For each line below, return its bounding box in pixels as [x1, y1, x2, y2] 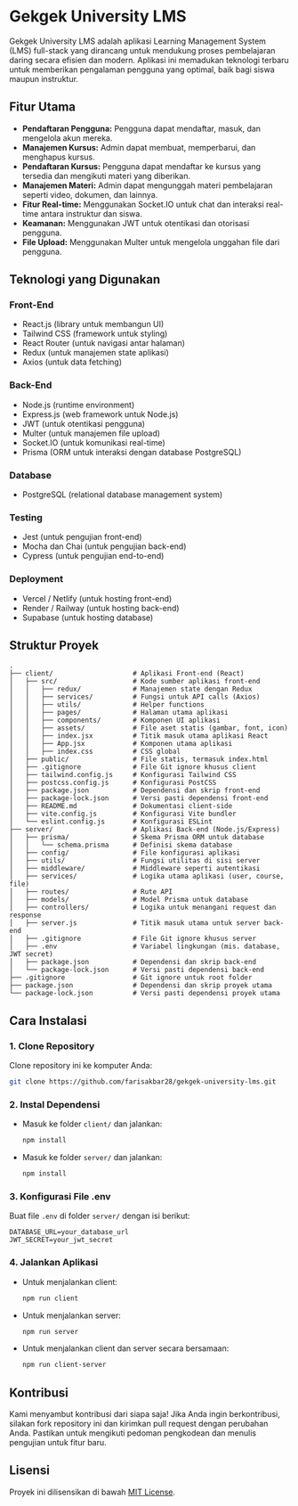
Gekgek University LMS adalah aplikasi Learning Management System [9, 36, 267, 46]
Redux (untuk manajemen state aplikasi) [21, 348, 169, 358]
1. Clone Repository [9, 1040, 95, 1052]
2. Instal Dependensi [9, 1098, 101, 1110]
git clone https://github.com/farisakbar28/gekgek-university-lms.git [9, 1077, 277, 1086]
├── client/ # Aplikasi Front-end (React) [9, 669, 245, 678]
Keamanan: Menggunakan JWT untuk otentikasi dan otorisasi [21, 217, 250, 228]
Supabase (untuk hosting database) [21, 612, 154, 623]
